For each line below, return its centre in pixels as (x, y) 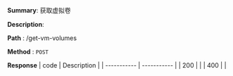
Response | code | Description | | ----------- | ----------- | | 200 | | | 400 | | (117, 65)
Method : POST (28, 52)
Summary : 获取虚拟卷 (39, 10)
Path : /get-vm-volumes (42, 38)
